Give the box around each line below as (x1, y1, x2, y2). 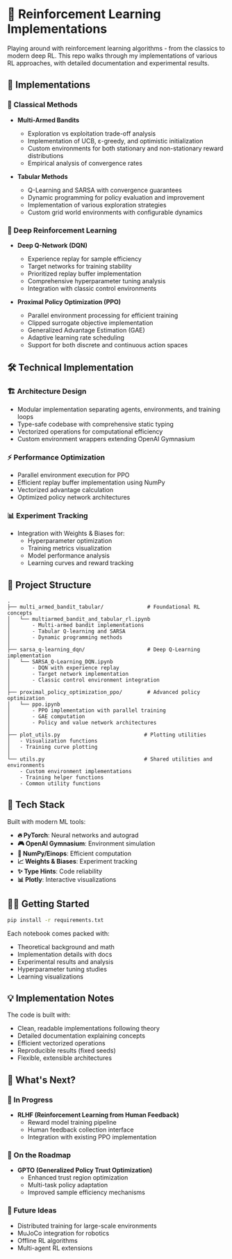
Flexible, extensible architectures (17, 1054, 113, 1062)
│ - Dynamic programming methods (7, 634, 123, 641)
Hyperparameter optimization (27, 537, 113, 545)
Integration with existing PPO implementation (27, 1133, 157, 1141)
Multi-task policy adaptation (27, 1181, 108, 1189)
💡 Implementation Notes (7, 992, 115, 1004)
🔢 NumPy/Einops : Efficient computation (17, 849, 132, 857)
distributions (27, 151, 64, 159)
